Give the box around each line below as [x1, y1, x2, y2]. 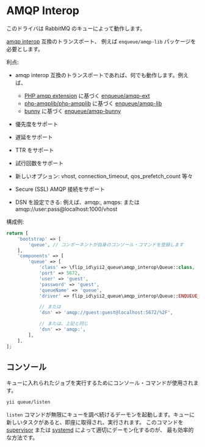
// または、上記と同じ [38, 321, 88, 327]
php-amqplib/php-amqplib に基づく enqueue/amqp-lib [24, 99, 162, 107]
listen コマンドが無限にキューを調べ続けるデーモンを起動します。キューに [6, 411, 195, 418]
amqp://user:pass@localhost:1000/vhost [15, 205, 118, 212]
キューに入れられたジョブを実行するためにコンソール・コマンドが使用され [6, 379, 193, 386]
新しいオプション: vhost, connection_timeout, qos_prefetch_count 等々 [15, 172, 193, 179]
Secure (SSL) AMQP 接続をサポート [15, 185, 106, 193]
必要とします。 [6, 45, 44, 53]
